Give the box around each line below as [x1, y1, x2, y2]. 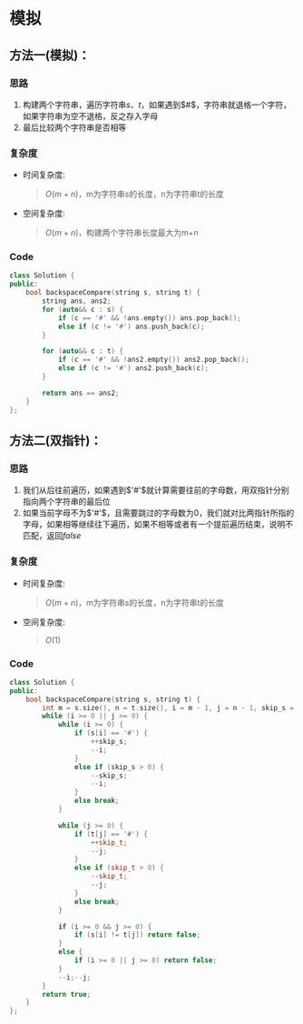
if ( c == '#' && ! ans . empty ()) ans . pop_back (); [57, 313, 242, 323]
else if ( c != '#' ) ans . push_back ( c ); [57, 322, 205, 331]
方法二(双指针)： [9, 433, 103, 448]
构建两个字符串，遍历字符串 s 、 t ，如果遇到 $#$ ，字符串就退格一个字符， [22, 99, 292, 110]
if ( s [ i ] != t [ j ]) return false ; [73, 930, 201, 939]
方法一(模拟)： [9, 47, 91, 63]
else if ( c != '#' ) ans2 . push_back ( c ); [57, 364, 209, 373]
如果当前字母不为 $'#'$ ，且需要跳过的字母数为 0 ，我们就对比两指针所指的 [22, 507, 295, 518]
